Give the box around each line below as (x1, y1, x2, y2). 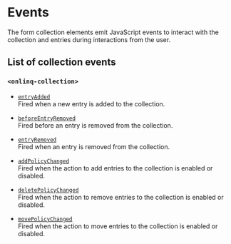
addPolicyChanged (17, 158, 70, 165)
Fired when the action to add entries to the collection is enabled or (17, 163, 213, 172)
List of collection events (7, 56, 116, 68)
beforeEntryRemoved (17, 115, 76, 122)
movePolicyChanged (17, 215, 73, 223)
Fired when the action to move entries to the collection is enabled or (17, 222, 218, 230)
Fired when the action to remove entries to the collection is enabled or (17, 193, 224, 201)
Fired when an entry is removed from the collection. (17, 142, 170, 151)
